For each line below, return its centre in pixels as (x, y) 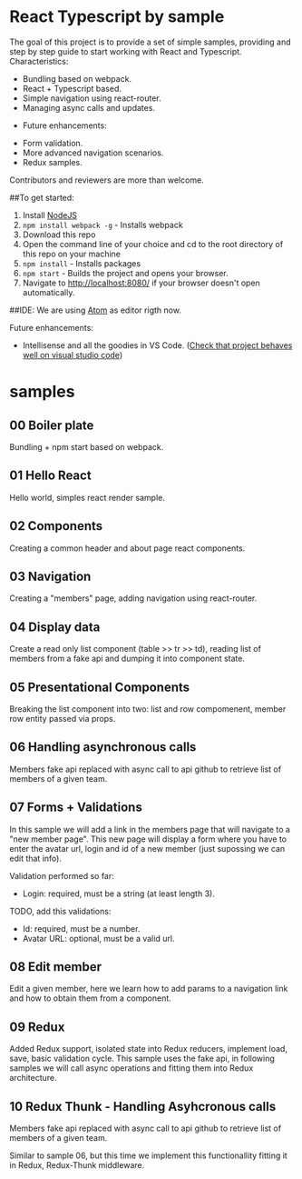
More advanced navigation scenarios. (93, 153)
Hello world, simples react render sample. (87, 497)
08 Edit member (56, 967)
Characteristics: (39, 61)
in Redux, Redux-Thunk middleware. (77, 1165)
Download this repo (59, 235)
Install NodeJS (50, 215)
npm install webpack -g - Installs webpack (102, 225)
